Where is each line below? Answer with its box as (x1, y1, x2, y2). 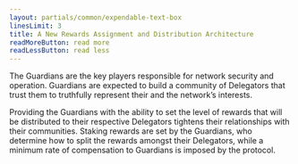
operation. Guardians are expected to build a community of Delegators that (9, 80, 286, 91)
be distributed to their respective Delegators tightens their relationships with (9, 117, 290, 127)
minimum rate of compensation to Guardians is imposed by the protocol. (9, 144, 276, 156)
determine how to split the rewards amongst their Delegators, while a (9, 135, 264, 146)
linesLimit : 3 (9, 21, 63, 30)
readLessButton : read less (9, 46, 110, 55)
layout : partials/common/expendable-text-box (9, 12, 182, 22)
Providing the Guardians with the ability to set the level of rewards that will (9, 107, 283, 118)
